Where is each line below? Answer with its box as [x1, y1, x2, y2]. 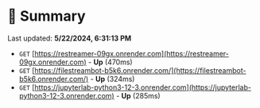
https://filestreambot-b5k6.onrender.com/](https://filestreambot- [34, 65, 246, 75]
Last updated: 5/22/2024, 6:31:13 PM [7, 33, 132, 43]
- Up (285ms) [115, 91, 161, 100]
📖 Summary [7, 7, 86, 25]
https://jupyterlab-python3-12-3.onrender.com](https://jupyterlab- [34, 83, 252, 92]
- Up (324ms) [90, 74, 135, 83]
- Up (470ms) [87, 57, 133, 67]
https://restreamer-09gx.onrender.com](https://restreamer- [34, 48, 230, 58]
